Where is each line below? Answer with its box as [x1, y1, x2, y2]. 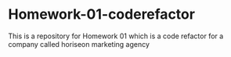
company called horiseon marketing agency [8, 39, 150, 48]
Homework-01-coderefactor [8, 5, 196, 23]
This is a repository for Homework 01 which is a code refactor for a [8, 31, 224, 41]
